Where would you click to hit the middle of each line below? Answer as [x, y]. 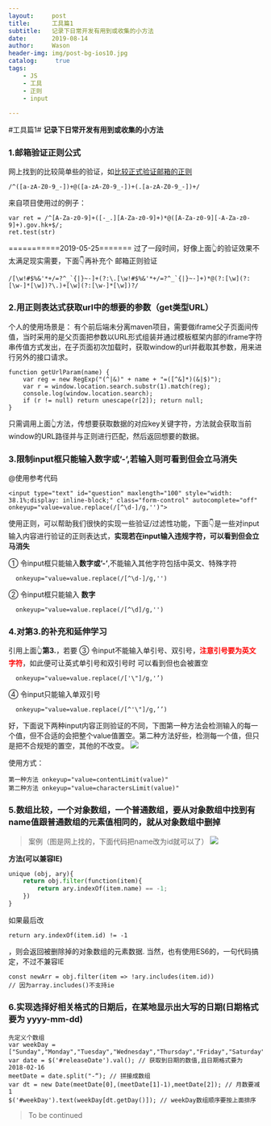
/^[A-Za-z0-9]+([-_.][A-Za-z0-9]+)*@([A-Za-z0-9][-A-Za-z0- [147, 219]
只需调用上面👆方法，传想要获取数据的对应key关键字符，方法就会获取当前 [130, 423]
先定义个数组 [27, 1038]
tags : [17, 69]
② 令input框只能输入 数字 [52, 594]
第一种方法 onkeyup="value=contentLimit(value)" [89, 780]
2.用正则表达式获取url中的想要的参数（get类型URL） [111, 307]
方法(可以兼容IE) [35, 858]
